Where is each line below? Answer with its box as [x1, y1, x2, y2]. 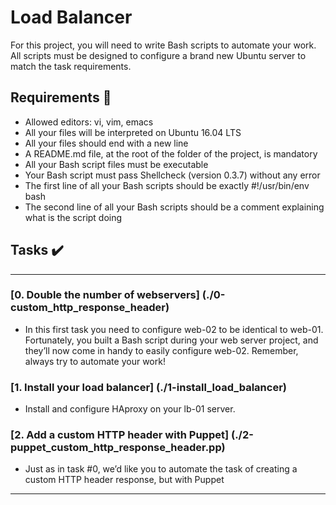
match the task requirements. [10, 60, 132, 72]
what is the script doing [24, 211, 123, 223]
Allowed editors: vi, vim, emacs [24, 116, 154, 128]
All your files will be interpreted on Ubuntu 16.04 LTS [24, 126, 242, 138]
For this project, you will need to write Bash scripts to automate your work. [10, 39, 317, 51]
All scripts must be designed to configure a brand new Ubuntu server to [10, 49, 307, 61]
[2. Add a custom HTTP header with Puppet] [10, 428, 230, 442]
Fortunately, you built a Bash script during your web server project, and [24, 334, 319, 346]
